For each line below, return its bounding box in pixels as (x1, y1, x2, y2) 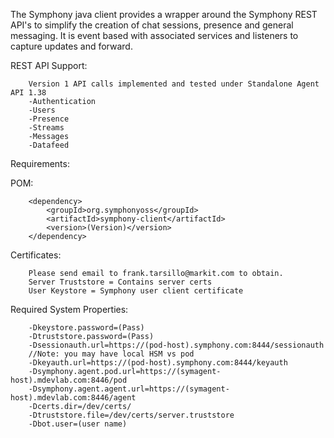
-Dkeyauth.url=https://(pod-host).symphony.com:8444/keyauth (28, 358, 288, 368)
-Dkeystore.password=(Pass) (28, 323, 145, 333)
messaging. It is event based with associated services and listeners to (10, 30, 299, 41)
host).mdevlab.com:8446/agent (10, 393, 137, 403)
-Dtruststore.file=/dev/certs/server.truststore (28, 410, 235, 420)
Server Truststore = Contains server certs (28, 277, 213, 287)
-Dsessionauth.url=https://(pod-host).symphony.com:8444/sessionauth (28, 340, 325, 350)
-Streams (28, 123, 65, 133)
